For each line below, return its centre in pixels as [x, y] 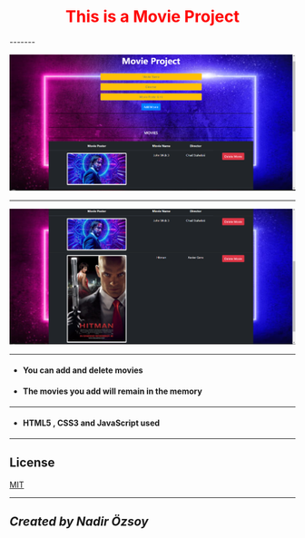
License [32, 463]
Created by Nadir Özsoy [79, 522]
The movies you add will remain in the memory [112, 391]
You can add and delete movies [83, 370]
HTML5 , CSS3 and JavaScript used [91, 423]
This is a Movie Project [152, 17]
